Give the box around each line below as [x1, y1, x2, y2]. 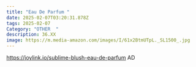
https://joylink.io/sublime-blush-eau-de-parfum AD [6, 54, 135, 61]
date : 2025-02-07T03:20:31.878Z [6, 15, 89, 21]
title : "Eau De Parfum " [6, 9, 70, 15]
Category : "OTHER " [6, 26, 59, 32]
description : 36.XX [6, 32, 56, 38]
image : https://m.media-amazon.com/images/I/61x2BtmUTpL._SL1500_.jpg [6, 37, 190, 43]
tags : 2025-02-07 [6, 20, 51, 26]
